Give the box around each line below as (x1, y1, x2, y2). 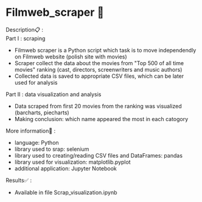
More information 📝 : (5, 127, 56, 134)
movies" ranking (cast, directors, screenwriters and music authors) (14, 66, 183, 73)
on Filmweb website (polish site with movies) (14, 53, 127, 60)
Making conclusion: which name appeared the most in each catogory (14, 115, 189, 122)
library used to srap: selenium (14, 145, 89, 153)
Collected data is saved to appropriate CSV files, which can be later (14, 72, 184, 80)
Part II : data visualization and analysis (5, 91, 102, 98)
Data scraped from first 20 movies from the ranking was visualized (14, 102, 182, 110)
